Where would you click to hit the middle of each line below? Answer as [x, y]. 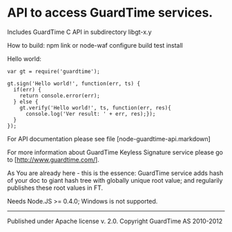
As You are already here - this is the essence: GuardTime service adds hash [115, 173]
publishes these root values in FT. [55, 188]
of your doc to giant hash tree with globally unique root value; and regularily [115, 180]
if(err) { [27, 89]
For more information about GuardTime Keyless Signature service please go [115, 152]
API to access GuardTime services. [110, 13]
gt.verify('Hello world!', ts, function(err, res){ [95, 108]
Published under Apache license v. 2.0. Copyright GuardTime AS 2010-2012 [115, 221]
